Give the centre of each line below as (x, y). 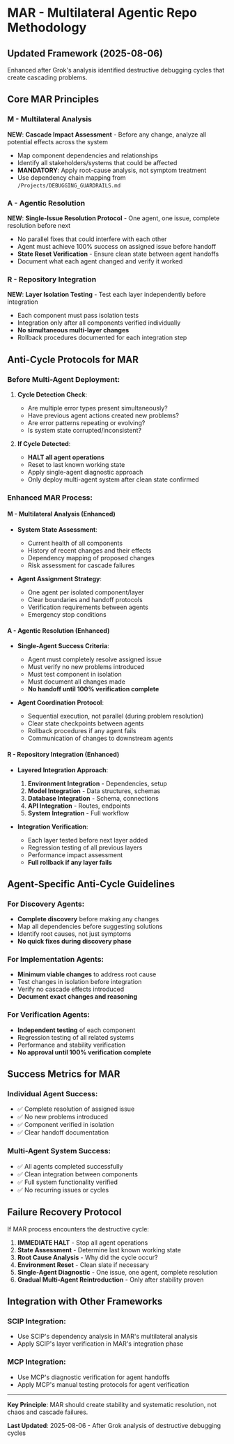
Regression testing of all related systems (76, 1037)
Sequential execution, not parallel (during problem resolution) (116, 716)
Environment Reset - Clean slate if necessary (83, 1265)
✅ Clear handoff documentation (63, 1132)
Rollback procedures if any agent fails (82, 731)
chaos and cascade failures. (48, 1412)
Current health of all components (75, 543)
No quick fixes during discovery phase (75, 942)
